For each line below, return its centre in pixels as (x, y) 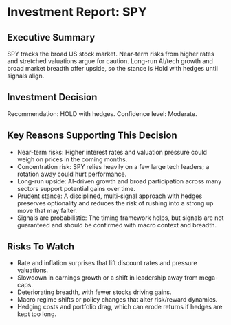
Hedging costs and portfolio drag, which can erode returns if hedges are (120, 307)
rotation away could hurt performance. (72, 174)
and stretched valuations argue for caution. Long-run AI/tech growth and (110, 61)
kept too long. (37, 314)
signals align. (26, 76)
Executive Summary (51, 37)
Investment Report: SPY (77, 12)
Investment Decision (52, 97)
